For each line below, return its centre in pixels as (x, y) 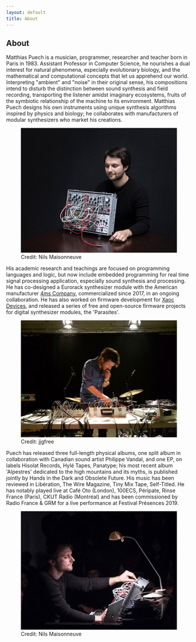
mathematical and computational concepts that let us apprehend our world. (97, 76)
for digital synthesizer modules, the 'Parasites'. (63, 312)
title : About (22, 19)
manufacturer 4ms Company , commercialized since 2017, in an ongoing (93, 293)
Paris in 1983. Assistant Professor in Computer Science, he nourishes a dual (98, 64)
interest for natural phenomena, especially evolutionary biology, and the (93, 70)
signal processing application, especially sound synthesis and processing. (96, 281)
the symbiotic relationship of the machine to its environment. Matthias (91, 101)
